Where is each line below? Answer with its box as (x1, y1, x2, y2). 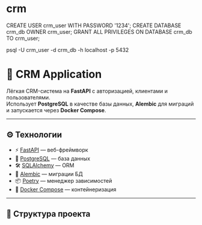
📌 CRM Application (6, 68, 102, 81)
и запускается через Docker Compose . (6, 106, 106, 113)
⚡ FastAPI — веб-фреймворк (14, 146, 88, 153)
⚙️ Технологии (6, 130, 62, 140)
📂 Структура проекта (6, 209, 91, 219)
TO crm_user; (6, 34, 40, 42)
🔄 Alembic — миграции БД (14, 170, 83, 177)
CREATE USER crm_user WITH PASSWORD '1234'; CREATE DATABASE (6, 22, 182, 29)
